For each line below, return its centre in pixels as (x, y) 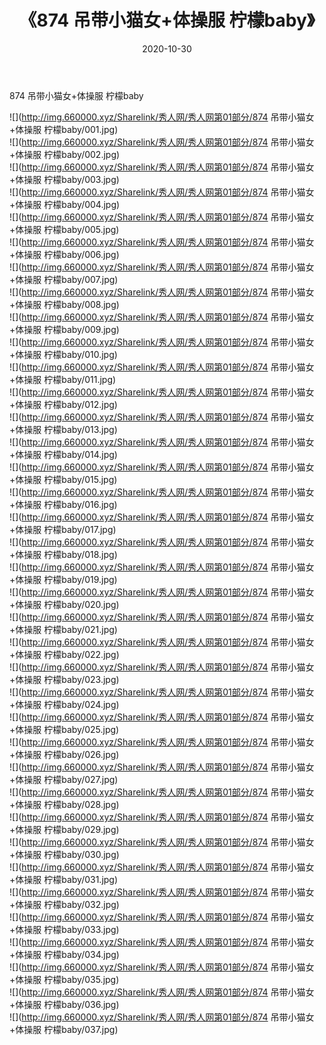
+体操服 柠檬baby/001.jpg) (64, 129)
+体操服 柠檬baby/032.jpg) (64, 904)
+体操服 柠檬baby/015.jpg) (63, 479)
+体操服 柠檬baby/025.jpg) (64, 729)
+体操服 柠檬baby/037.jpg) (64, 1029)
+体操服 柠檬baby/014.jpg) (63, 454)
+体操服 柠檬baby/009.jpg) (64, 329)
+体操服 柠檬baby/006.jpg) (64, 254)
